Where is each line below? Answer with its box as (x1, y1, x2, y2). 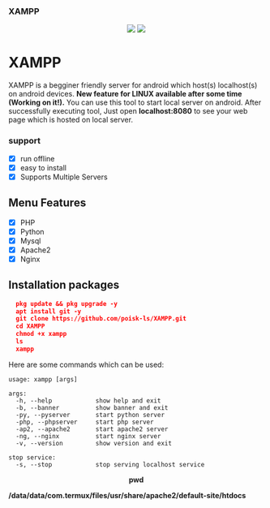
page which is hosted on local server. (8, 115, 134, 125)
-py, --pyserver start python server (15, 411, 165, 419)
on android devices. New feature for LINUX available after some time (8, 89, 242, 99)
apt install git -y (15, 307, 82, 316)
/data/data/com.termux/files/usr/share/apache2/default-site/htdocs (8, 490, 246, 500)
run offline (19, 153, 55, 163)
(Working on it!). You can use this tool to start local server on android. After (8, 97, 262, 107)
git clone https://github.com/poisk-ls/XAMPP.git (15, 315, 186, 323)
